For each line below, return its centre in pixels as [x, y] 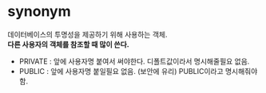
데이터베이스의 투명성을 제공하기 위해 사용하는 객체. [87, 34]
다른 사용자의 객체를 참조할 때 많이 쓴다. [68, 44]
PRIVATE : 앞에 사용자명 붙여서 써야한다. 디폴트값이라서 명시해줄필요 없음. [134, 61]
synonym [39, 12]
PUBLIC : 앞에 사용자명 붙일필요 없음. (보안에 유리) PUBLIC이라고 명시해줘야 [138, 71]
